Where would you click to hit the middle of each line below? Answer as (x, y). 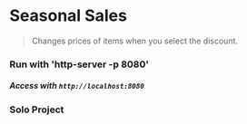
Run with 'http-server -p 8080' (79, 64)
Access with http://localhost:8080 (77, 86)
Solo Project (37, 110)
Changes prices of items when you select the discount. (135, 41)
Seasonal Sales (68, 16)
